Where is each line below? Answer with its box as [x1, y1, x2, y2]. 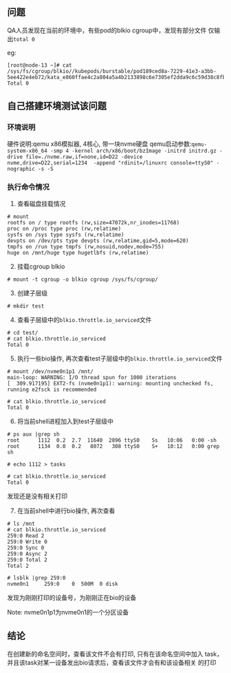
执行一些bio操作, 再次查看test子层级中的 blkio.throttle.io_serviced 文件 [16, 354, 223, 363]
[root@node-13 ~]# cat [7, 61, 72, 69]
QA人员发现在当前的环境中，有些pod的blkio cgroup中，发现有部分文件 [7, 26, 207, 34]
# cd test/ [7, 329, 38, 336]
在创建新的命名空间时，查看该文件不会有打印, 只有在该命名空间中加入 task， [7, 650, 223, 658]
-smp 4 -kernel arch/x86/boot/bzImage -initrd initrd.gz [50, 147, 217, 154]
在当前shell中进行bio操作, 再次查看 [16, 506, 115, 515]
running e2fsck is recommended [7, 386, 97, 393]
